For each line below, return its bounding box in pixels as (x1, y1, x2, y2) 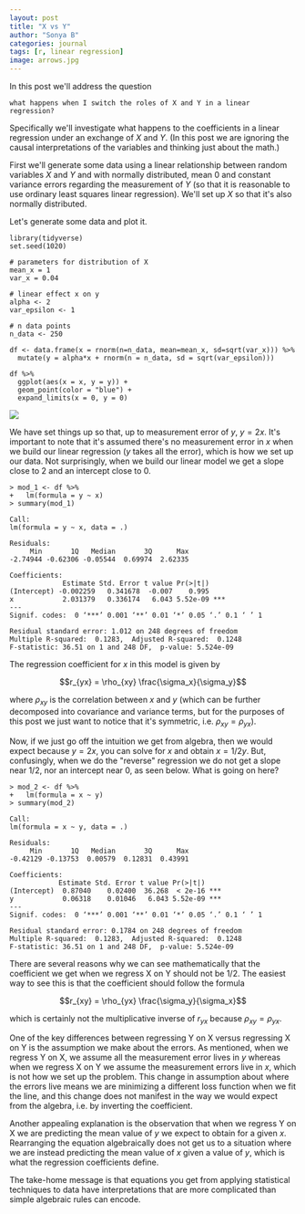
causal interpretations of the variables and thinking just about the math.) (9, 142, 280, 152)
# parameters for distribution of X (9, 257, 148, 267)
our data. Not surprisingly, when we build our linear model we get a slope (9, 455, 284, 466)
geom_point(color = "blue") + (17, 385, 132, 394)
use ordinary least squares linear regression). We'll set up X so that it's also (9, 189, 292, 199)
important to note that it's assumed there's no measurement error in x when (9, 436, 294, 447)
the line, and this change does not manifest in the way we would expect (9, 1091, 279, 1102)
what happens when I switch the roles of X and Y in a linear (9, 99, 250, 108)
